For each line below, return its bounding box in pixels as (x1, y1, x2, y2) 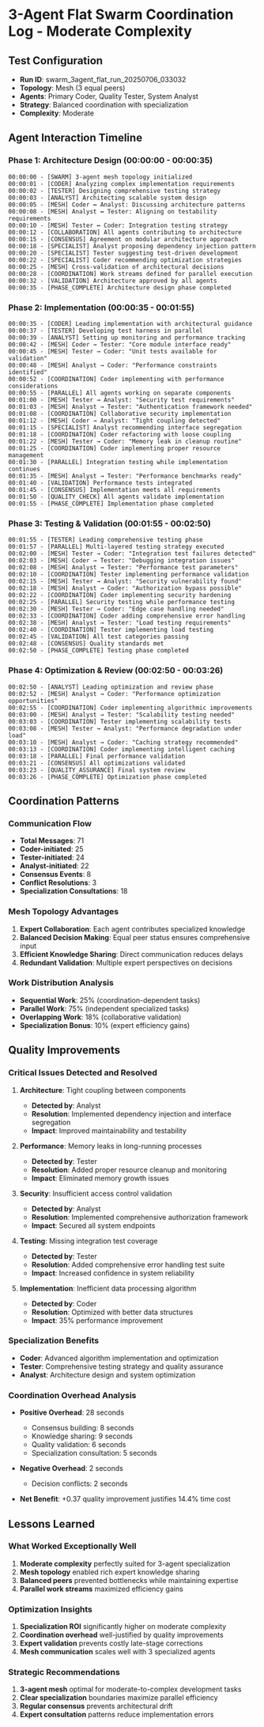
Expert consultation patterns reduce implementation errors (19, 1710, 214, 1719)
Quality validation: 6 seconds (31, 1440, 126, 1449)
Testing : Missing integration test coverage (19, 1236, 158, 1245)
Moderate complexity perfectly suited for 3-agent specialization (19, 1559, 231, 1568)
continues (8, 465, 41, 473)
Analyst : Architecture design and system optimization (19, 1370, 196, 1379)
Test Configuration (8, 54, 104, 67)
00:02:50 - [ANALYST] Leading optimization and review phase (8, 682, 214, 691)
